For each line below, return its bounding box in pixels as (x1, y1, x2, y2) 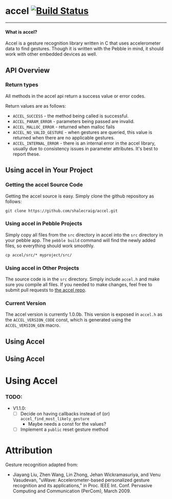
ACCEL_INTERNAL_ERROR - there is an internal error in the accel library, (12, 140, 156, 146)
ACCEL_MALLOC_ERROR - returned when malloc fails (12, 124, 115, 130)
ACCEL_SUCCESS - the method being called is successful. (12, 113, 129, 119)
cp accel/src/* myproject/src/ (5, 252, 72, 257)
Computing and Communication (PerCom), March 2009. (12, 488, 132, 494)
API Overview (5, 66, 50, 74)
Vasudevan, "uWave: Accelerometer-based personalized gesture (12, 477, 150, 483)
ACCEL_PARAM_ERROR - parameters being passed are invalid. (12, 118, 135, 124)
